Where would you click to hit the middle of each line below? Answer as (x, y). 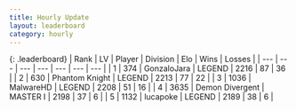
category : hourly (41, 34)
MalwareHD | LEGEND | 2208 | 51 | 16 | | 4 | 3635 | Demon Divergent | (137, 87)
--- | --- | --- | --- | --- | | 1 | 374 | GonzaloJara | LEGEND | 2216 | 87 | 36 (152, 68)
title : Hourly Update (49, 17)
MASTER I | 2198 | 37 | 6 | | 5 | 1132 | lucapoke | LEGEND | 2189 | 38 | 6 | (141, 97)
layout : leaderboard (48, 26)
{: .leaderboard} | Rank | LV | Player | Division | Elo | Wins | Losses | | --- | (144, 59)
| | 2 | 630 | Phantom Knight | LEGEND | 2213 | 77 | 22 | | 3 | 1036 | (130, 78)
